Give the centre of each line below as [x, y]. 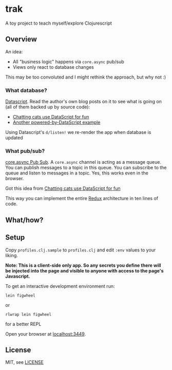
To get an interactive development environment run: [60, 286]
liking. [12, 255]
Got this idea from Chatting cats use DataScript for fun [63, 188]
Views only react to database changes [53, 67]
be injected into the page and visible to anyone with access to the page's [84, 270]
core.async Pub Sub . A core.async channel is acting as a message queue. [83, 162]
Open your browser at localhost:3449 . [46, 334]
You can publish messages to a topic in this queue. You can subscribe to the [86, 168]
